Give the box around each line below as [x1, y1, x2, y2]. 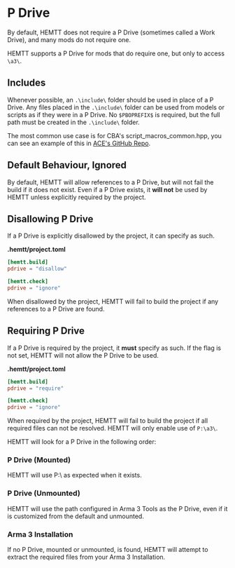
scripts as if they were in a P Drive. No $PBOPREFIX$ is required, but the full [7, 110, 220, 119]
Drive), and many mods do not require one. [7, 35, 131, 43]
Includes [7, 77, 46, 89]
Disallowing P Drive [7, 212, 94, 225]
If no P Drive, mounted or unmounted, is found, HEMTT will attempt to [7, 546, 208, 554]
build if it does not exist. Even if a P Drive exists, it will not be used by [7, 185, 208, 194]
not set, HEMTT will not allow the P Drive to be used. [7, 351, 159, 359]
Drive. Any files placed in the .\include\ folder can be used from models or [7, 103, 225, 111]
